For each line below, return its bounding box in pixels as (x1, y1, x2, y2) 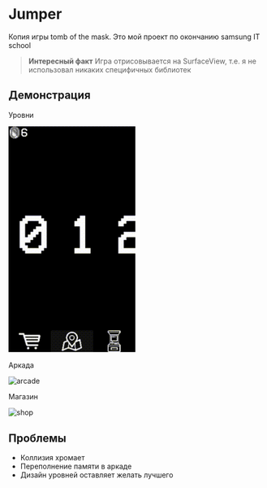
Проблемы (8, 431, 67, 445)
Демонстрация (8, 89, 91, 102)
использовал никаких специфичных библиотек (28, 64, 192, 74)
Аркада (8, 360, 35, 370)
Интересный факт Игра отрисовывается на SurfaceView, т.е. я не (28, 56, 257, 66)
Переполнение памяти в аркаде (19, 461, 132, 471)
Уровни (8, 110, 34, 120)
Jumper (8, 5, 62, 24)
